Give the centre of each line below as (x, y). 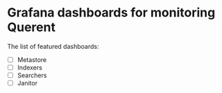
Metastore (32, 59)
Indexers (30, 68)
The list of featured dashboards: (53, 46)
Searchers (32, 75)
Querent (31, 27)
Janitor (27, 83)
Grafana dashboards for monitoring (111, 13)
